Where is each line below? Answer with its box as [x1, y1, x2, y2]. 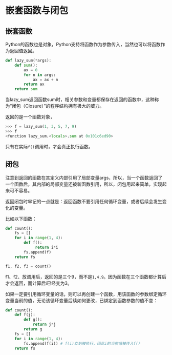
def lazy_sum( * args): [5, 58, 52, 63]
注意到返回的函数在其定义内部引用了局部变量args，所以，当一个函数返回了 [5, 174, 163, 181]
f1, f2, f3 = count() [5, 264, 52, 269]
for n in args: [24, 72, 56, 77]
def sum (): [14, 63, 38, 68]
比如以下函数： [5, 215, 37, 222]
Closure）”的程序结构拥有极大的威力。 [25, 103, 104, 109]
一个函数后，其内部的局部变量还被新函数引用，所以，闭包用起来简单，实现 [5, 181, 162, 187]
